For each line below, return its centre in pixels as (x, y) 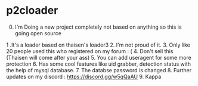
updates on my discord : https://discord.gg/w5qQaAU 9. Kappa (84, 76)
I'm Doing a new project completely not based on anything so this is (98, 27)
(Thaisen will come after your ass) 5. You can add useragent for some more (99, 57)
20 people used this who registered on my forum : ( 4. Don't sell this (90, 51)
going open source (38, 33)
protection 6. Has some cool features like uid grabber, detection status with (99, 64)
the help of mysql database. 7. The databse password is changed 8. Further (99, 70)
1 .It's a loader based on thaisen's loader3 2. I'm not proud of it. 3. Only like (98, 45)
